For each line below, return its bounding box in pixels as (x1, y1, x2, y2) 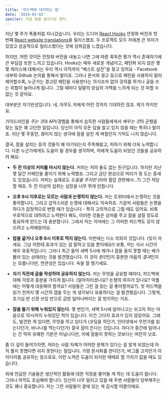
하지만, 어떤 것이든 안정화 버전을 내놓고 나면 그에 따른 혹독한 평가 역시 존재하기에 (5, 54, 162, 60)
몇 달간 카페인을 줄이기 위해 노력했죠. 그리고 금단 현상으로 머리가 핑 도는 (12, 171, 152, 177)
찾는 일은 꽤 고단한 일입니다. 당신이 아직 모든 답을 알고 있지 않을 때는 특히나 (5, 125, 151, 131)
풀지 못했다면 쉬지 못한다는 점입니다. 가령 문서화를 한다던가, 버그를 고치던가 (10, 348, 157, 354)
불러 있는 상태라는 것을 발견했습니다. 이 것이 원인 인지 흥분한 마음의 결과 (12, 254, 151, 260)
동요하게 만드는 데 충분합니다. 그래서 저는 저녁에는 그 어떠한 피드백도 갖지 (12, 218, 155, 224)
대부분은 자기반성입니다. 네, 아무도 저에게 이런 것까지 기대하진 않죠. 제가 (5, 101, 145, 107)
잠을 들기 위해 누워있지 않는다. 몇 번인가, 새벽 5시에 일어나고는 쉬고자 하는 (12, 306, 156, 312)
